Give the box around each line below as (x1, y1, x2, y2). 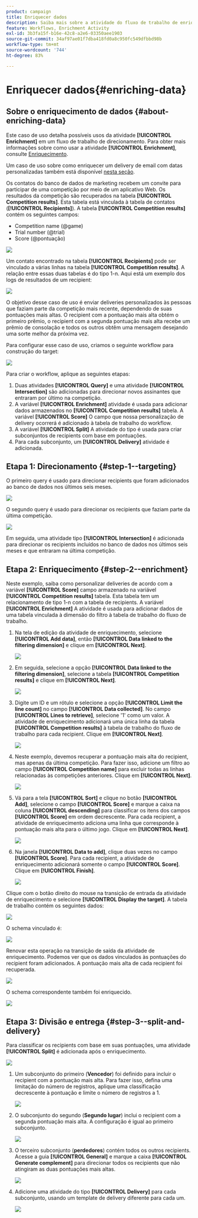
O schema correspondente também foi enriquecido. (6, 988, 132, 995)
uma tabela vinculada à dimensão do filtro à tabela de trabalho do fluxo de (6, 612, 187, 619)
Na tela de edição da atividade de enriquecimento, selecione (14, 629, 162, 636)
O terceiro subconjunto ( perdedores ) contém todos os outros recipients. (14, 1147, 191, 1154)
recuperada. (6, 966, 36, 973)
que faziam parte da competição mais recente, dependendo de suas (6, 305, 172, 312)
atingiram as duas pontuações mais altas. (14, 1165, 116, 1173)
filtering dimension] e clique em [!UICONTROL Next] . (14, 642, 146, 649)
